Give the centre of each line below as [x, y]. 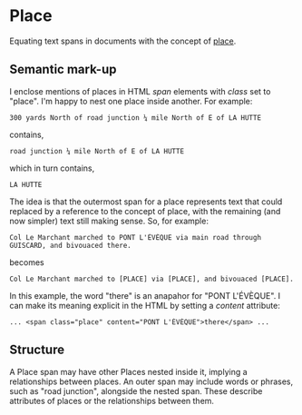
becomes [27, 262]
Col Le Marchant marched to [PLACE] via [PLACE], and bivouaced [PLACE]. [152, 279]
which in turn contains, [52, 168]
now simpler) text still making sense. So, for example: [109, 221]
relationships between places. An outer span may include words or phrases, [151, 381]
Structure [37, 350]
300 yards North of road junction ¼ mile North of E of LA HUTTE [135, 118]
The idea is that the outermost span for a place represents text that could [146, 202]
